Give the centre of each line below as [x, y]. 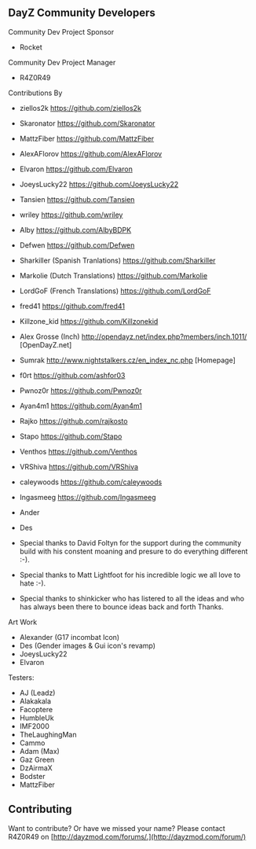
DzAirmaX [36, 768]
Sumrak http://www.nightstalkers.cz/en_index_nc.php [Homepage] [127, 360]
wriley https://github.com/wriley [71, 215]
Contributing [40, 809]
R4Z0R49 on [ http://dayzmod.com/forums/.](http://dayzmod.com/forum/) [127, 836]
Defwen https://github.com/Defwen [77, 245]
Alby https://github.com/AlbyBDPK [75, 230]
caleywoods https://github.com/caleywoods [91, 482]
